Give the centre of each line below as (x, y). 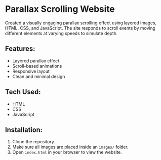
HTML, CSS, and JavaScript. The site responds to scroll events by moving (80, 28)
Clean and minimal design (39, 76)
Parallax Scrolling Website (60, 9)
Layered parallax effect (36, 61)
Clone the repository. (34, 142)
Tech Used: (23, 92)
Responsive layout (31, 71)
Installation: (24, 130)
